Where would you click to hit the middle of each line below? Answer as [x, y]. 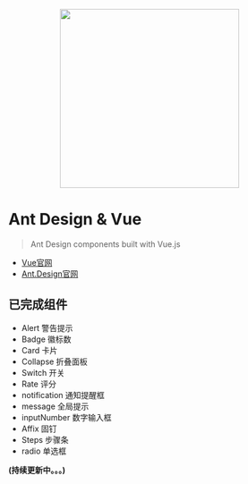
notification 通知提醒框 [63, 395]
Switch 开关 [43, 372]
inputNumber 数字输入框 [66, 417]
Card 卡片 [39, 350]
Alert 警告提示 [47, 327]
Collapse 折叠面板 [55, 361]
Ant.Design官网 [50, 274]
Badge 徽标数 [47, 339]
